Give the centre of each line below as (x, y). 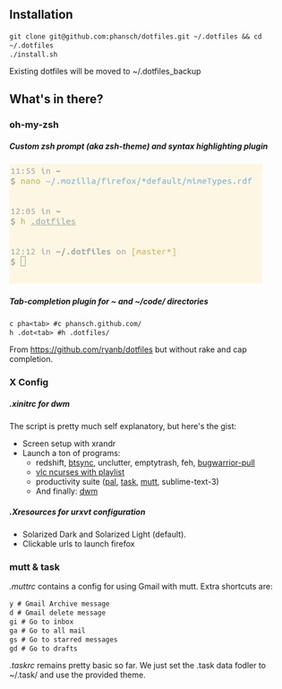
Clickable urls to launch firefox (78, 543)
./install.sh (34, 54)
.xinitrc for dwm (39, 403)
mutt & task (34, 566)
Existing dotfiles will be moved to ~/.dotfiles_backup (105, 71)
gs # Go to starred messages (64, 640)
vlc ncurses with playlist (80, 472)
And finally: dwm (67, 491)
